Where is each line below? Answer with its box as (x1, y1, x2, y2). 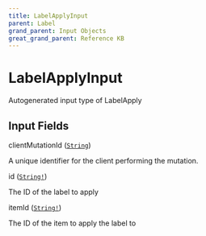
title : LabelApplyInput (8, 11, 89, 20)
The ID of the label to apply (8, 187, 99, 197)
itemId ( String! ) (8, 203, 62, 212)
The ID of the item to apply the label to (8, 218, 137, 228)
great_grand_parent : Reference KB (8, 34, 125, 43)
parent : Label (8, 19, 57, 27)
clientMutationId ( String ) (8, 140, 91, 150)
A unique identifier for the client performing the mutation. (8, 156, 199, 165)
